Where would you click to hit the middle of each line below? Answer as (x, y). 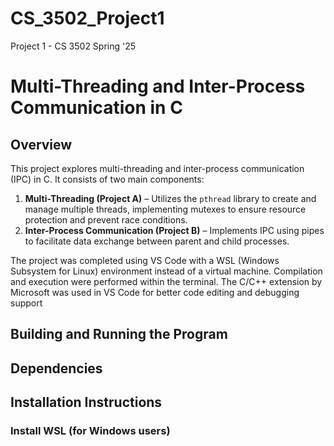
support (26, 303)
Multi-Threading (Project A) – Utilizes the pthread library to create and (170, 198)
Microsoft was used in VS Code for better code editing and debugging (155, 292)
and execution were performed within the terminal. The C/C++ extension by (166, 281)
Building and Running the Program (119, 334)
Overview (41, 144)
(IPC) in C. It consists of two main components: (107, 179)
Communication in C (96, 108)
